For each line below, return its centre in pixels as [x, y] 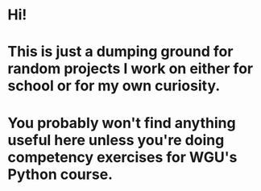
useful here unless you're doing [116, 140]
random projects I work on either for [130, 69]
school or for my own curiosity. [114, 86]
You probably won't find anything [122, 123]
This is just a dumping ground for [120, 52]
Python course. [60, 174]
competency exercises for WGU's [122, 157]
